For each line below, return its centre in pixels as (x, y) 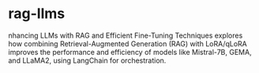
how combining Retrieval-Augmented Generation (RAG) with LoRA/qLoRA (128, 43)
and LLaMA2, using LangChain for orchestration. (87, 60)
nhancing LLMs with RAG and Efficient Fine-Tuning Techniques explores (126, 35)
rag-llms (37, 14)
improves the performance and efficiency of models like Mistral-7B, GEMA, (130, 52)
